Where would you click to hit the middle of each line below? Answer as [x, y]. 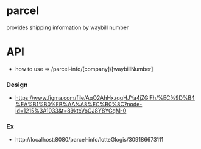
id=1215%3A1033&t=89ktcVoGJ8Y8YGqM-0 [71, 111]
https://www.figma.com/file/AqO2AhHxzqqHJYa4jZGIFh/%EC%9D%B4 [105, 98]
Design [17, 85]
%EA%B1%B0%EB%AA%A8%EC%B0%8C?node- [79, 105]
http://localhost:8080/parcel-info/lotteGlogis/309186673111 [89, 140]
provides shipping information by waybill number [68, 27]
